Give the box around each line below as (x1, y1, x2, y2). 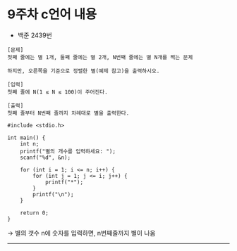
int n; (20, 140, 39, 148)
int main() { (7, 134, 46, 141)
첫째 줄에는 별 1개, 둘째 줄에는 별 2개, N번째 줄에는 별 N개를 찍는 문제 (7, 53, 193, 60)
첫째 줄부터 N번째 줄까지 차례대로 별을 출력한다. (7, 110, 130, 117)
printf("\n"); (32, 191, 74, 198)
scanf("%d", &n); (20, 154, 71, 161)
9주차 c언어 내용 (7, 6, 97, 22)
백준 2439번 (17, 31, 53, 39)
